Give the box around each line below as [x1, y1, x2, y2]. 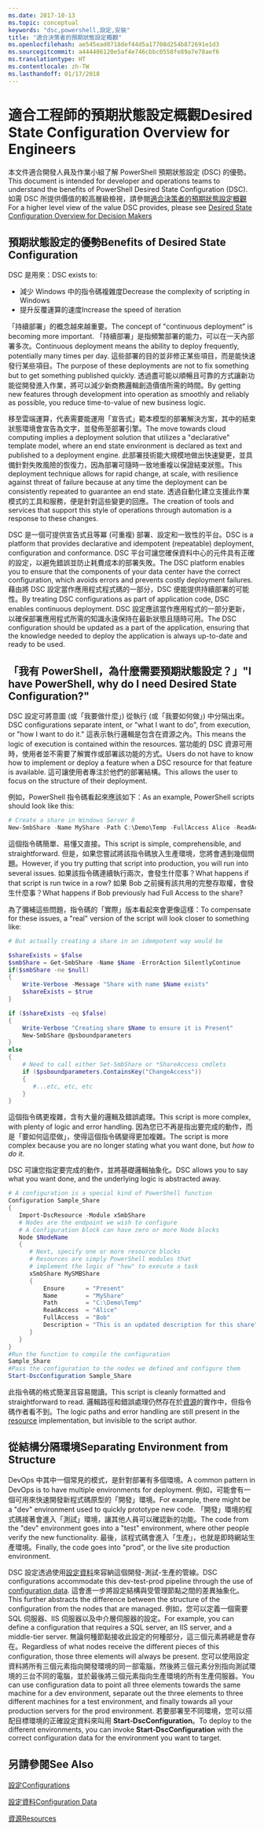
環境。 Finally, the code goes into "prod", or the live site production [14, 1542, 230, 1552]
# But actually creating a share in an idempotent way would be [8, 937, 223, 945]
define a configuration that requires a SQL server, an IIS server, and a [8, 1622, 233, 1632]
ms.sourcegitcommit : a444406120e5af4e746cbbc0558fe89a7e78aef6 [8, 48, 220, 56]
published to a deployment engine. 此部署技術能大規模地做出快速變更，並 [8, 450, 246, 460]
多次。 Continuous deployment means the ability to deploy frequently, [14, 341, 240, 351]
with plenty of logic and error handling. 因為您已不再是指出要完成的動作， [8, 1122, 246, 1132]
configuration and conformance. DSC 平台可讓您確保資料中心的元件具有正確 [8, 548, 255, 558]
